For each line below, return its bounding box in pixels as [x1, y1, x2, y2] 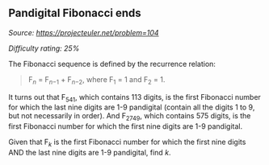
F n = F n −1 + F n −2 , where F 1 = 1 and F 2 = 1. [27, 74, 166, 86]
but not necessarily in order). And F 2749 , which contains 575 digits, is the [8, 111, 251, 123]
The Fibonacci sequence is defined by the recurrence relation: [8, 59, 216, 68]
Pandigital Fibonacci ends [8, 6, 141, 20]
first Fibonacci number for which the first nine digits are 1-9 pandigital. [8, 122, 243, 131]
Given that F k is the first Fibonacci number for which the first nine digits [8, 137, 246, 148]
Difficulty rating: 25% [8, 43, 80, 53]
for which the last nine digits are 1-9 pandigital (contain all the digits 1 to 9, [8, 102, 255, 112]
